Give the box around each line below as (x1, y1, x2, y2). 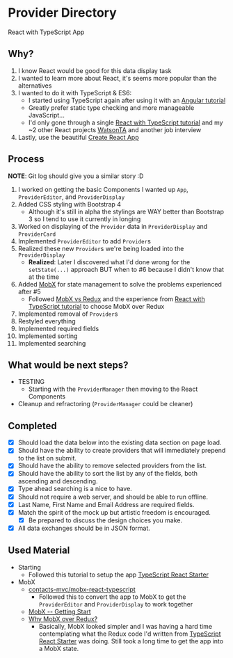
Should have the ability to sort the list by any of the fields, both (17, 470, 198, 478)
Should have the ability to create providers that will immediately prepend (17, 447, 226, 455)
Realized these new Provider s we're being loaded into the (17, 244, 184, 252)
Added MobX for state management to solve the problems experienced (17, 280, 222, 288)
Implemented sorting (17, 332, 78, 340)
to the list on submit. (17, 454, 77, 463)
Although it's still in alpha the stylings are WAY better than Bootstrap (28, 207, 225, 216)
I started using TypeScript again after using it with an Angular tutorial (28, 96, 226, 104)
